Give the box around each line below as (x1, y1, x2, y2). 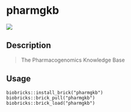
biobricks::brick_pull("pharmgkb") (6, 95, 96, 101)
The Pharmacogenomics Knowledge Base (20, 56, 125, 63)
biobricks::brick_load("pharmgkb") (6, 100, 96, 106)
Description (6, 40, 51, 51)
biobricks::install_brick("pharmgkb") (6, 89, 103, 96)
